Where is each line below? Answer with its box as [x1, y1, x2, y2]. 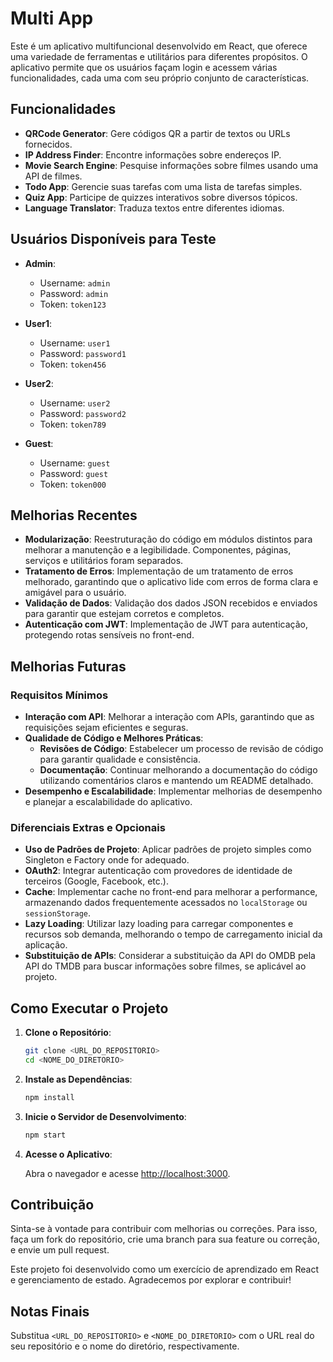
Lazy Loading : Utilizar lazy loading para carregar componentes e [24, 918, 294, 930]
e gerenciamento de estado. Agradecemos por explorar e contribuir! [10, 1274, 292, 1286]
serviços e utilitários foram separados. [24, 555, 184, 567]
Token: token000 [39, 478, 107, 490]
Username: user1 [39, 337, 111, 349]
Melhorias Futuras [10, 658, 127, 675]
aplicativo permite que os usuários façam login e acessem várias [10, 61, 278, 73]
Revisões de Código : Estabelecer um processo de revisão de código [39, 743, 324, 755]
